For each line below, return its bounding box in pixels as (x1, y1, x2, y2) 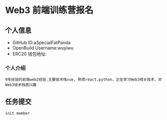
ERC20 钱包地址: (12, 51, 47, 56)
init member (5, 111, 30, 116)
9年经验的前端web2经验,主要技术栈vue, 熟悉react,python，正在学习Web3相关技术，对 (5, 77, 162, 82)
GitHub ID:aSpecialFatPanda (12, 39, 71, 45)
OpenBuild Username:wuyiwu (12, 45, 74, 50)
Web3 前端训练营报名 (5, 4, 94, 16)
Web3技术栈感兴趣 (5, 82, 36, 87)
